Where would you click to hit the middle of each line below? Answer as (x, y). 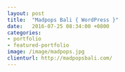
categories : (24, 33)
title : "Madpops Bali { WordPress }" (63, 20)
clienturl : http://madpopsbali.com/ (60, 58)
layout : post (26, 13)
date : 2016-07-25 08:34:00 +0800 (58, 26)
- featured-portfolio (38, 45)
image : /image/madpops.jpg (46, 52)
